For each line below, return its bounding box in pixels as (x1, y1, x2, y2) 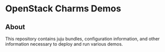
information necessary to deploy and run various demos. (5, 41, 123, 47)
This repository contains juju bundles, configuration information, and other (5, 36, 160, 42)
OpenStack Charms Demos (5, 3, 121, 14)
